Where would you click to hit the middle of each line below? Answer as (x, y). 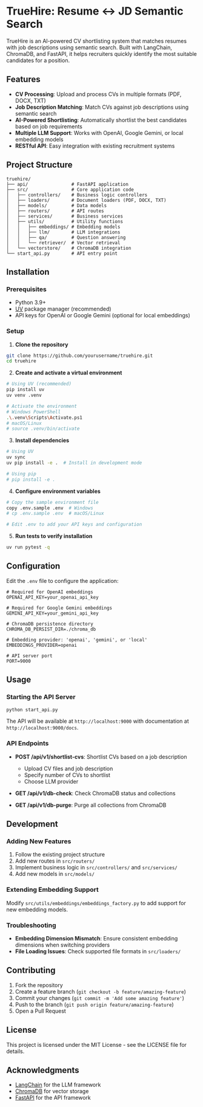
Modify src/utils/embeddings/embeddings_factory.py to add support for (96, 903)
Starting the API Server (41, 697)
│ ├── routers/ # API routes (55, 211)
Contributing (31, 971)
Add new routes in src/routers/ (55, 861)
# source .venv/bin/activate (43, 429)
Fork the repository (39, 985)
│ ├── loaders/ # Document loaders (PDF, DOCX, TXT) (86, 200)
